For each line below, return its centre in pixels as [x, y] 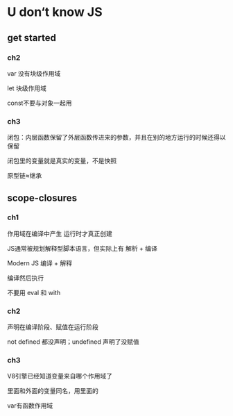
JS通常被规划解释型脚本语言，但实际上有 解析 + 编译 [83, 248]
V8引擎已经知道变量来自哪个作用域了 [60, 376]
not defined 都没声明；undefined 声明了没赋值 [74, 342]
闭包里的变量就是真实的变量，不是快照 [62, 161]
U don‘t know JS [55, 12]
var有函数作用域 [30, 406]
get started [32, 38]
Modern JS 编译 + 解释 [40, 263]
